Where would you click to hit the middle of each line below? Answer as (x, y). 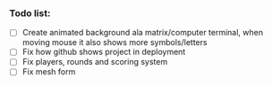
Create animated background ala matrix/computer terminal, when (143, 33)
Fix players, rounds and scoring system (95, 62)
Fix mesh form (49, 72)
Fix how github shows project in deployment (104, 52)
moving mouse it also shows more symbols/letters (115, 42)
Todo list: (30, 13)
